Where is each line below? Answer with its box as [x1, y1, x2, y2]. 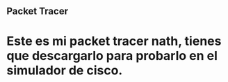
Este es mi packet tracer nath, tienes [6, 33, 222, 49]
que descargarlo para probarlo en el [6, 48, 218, 63]
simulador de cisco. [6, 62, 123, 78]
